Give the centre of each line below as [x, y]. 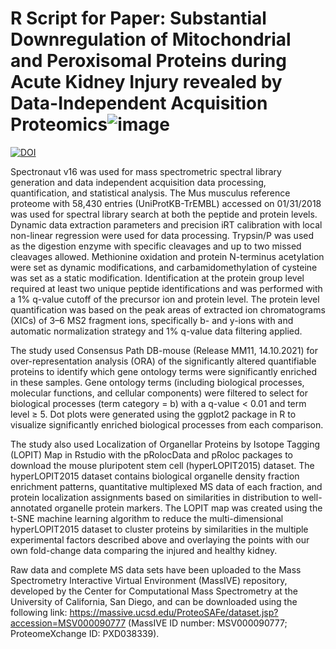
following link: [39, 612]
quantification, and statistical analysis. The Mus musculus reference [150, 193]
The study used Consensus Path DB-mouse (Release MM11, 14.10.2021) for [164, 350]
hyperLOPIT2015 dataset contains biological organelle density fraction [155, 476]
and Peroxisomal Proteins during [148, 61]
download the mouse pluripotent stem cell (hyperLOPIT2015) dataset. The [162, 465]
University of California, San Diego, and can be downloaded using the [154, 601]
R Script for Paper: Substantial [138, 18]
